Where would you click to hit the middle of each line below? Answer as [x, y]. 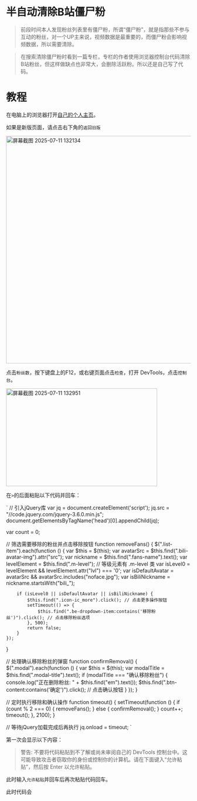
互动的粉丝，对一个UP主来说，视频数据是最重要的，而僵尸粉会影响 [101, 36]
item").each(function [31, 550]
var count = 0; [23, 532]
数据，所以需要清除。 [51, 44]
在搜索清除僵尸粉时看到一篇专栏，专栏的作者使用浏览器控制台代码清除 [105, 56]
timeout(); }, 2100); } [31, 715]
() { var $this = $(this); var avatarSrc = [103, 550]
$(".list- [164, 544]
